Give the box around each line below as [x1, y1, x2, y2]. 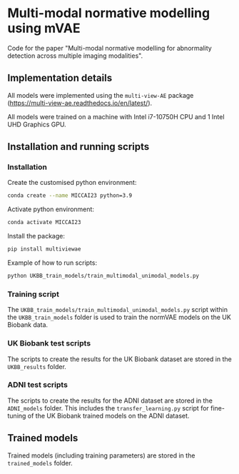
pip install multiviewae [7, 246, 81, 253]
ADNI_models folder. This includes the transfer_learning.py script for [7, 403, 209, 412]
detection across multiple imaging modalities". [7, 51, 143, 60]
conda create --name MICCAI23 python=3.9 [7, 192, 133, 199]
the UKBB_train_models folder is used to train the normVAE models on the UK [7, 313, 232, 322]
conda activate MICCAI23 [7, 219, 81, 226]
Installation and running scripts [7, 141, 150, 153]
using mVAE [7, 20, 81, 36]
